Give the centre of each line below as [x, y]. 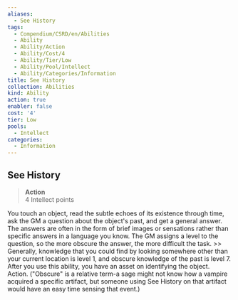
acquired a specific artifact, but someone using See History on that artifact [117, 281]
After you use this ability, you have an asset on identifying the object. [109, 266]
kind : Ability [29, 93]
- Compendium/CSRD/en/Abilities [62, 34]
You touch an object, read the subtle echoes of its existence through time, [116, 213]
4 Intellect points [50, 199]
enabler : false [30, 107]
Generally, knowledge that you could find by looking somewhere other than [118, 251]
